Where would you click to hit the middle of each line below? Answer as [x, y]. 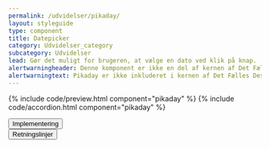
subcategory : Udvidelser [50, 53]
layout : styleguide [41, 23]
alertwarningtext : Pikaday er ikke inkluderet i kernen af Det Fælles [129, 76]
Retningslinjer [33, 134]
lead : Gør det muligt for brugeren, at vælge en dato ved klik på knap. [133, 61]
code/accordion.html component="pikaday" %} [87, 107]
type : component [35, 31]
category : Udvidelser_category [61, 46]
